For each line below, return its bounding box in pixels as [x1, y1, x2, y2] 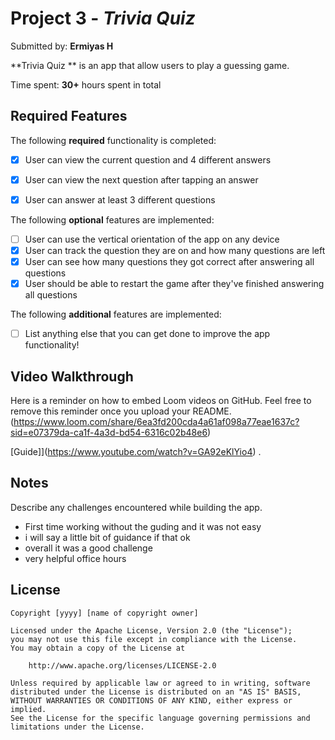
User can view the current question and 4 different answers [24, 153, 272, 166]
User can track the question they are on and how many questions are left [24, 245, 326, 256]
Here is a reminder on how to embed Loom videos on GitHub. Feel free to [10, 395, 312, 407]
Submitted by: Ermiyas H [10, 40, 114, 52]
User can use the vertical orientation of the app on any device [24, 233, 280, 245]
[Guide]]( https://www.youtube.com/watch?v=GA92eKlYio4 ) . [10, 446, 262, 458]
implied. [10, 704, 47, 714]
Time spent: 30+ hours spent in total [10, 78, 162, 91]
